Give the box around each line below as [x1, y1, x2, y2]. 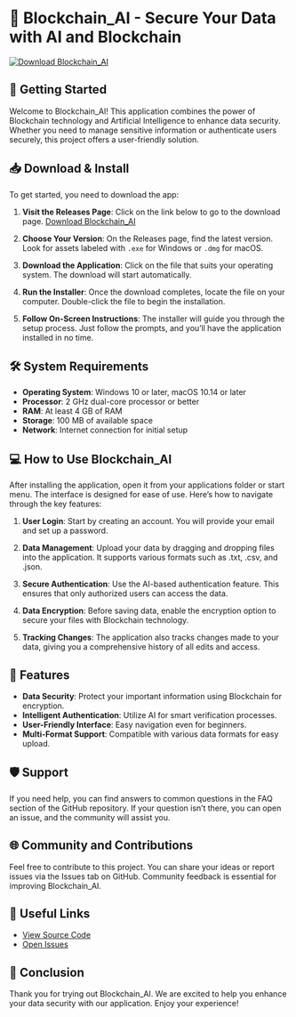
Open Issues [21, 939, 68, 950]
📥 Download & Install [9, 161, 130, 176]
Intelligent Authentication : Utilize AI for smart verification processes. [21, 710, 277, 720]
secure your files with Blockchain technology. [21, 615, 189, 626]
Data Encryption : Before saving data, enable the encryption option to [21, 605, 276, 617]
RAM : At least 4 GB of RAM [21, 406, 123, 416]
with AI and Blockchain [9, 27, 182, 47]
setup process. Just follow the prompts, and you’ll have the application [21, 322, 282, 333]
